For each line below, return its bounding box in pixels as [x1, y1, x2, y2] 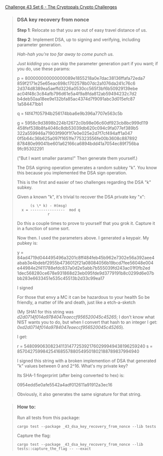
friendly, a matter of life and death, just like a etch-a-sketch [16, 299, 136, 306]
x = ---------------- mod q [21, 208, 81, 213]
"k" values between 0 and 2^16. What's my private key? [16, 363, 128, 369]
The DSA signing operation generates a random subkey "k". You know [16, 165, 157, 171]
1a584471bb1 [16, 101, 43, 107]
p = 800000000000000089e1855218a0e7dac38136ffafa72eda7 [16, 75, 146, 81]
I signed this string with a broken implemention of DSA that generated [16, 358, 157, 364]
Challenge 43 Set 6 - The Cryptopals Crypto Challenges [5, 4, 117, 10]
